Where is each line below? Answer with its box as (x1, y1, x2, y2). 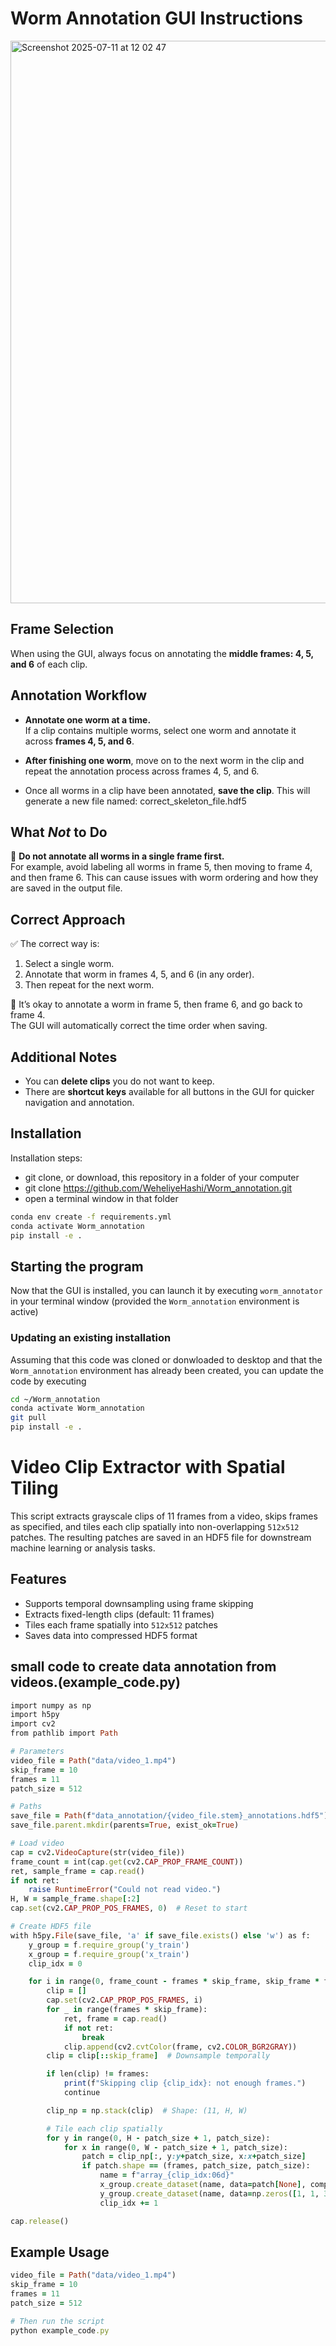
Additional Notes (10, 1048, 118, 1066)
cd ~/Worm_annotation (10, 1394, 101, 1404)
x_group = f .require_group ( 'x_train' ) (28, 1949, 190, 1959)
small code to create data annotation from (10, 1658, 277, 1676)
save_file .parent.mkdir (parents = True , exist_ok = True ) (10, 1820, 240, 1831)
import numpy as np (10, 1700, 92, 1711)
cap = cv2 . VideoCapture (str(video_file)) (10, 1847, 186, 1857)
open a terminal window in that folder (24, 1192, 179, 1204)
